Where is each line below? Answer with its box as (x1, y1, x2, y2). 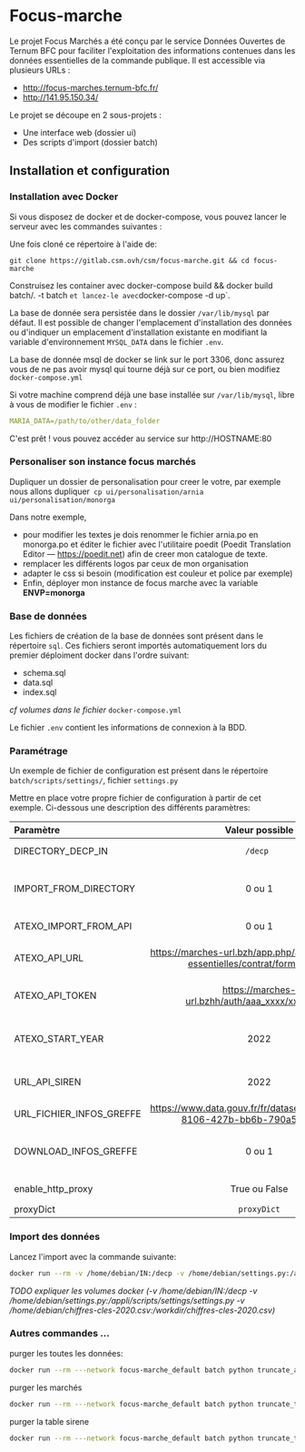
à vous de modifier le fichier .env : (9, 398, 138, 409)
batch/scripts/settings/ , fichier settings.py (9, 775, 179, 786)
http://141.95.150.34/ (22, 92, 99, 103)
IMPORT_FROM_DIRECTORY (14, 882, 136, 895)
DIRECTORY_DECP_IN (14, 845, 109, 858)
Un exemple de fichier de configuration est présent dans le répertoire (9, 765, 269, 776)
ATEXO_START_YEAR (14, 1033, 104, 1045)
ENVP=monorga (22, 587, 85, 598)
